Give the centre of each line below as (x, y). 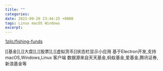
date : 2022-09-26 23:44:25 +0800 (39, 18)
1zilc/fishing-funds (24, 41)
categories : (17, 14)
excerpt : (14, 28)
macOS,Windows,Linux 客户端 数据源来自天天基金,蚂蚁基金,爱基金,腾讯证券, (82, 58)
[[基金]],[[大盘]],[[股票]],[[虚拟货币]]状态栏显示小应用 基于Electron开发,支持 (81, 52)
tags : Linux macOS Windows (33, 23)
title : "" (15, 9)
